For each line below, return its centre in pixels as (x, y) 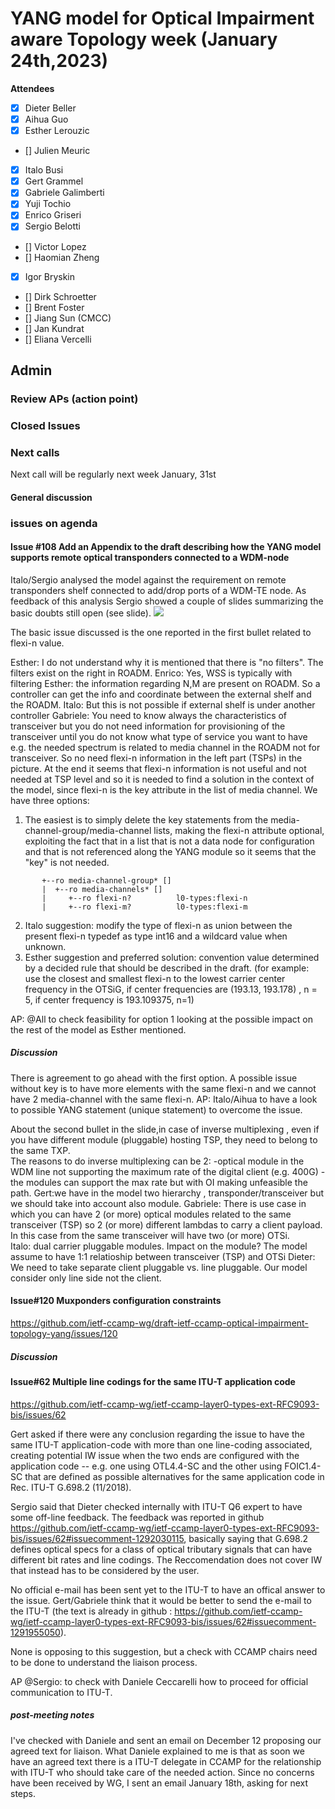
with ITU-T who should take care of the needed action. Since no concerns (162, 1772)
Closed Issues (45, 425)
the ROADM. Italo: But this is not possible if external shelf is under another (163, 704)
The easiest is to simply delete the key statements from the (146, 819)
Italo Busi (44, 170)
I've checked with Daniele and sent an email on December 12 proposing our (166, 1740)
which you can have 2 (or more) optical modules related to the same (151, 1214)
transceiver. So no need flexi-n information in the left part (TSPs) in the (156, 758)
